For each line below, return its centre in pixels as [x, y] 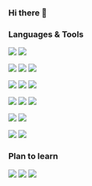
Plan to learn [33, 156]
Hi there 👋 [28, 13]
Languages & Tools [46, 34]
